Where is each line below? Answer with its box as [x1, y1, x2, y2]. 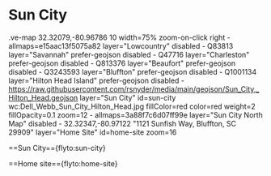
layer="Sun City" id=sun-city [79, 92, 176, 102]
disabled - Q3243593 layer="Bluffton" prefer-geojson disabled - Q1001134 [8, 67, 257, 76]
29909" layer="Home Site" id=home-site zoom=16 [8, 127, 177, 137]
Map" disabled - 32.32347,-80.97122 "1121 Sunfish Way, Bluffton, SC [8, 118, 237, 128]
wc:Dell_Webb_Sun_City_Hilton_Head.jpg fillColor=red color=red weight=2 [8, 101, 256, 111]
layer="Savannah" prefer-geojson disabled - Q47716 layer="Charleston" [8, 49, 250, 59]
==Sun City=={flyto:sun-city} [8, 143, 107, 152]
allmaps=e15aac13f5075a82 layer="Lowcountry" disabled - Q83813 [8, 41, 234, 50]
